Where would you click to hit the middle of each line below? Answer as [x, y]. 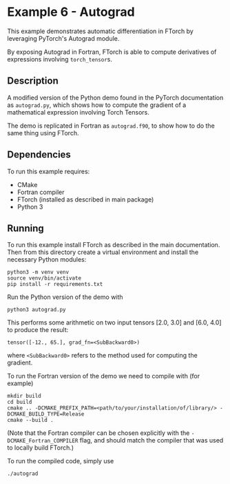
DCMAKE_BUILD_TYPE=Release [46, 414]
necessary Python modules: [47, 260]
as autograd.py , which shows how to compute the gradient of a [97, 105]
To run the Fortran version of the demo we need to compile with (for [104, 376]
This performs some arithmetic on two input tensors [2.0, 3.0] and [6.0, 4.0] [114, 322]
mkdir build [24, 396]
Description [33, 81]
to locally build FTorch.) [41, 448]
